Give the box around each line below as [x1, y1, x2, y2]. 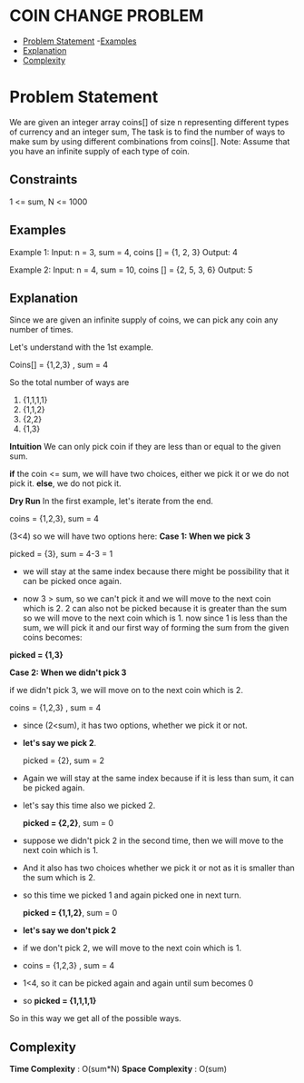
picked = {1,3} [9, 650, 64, 661]
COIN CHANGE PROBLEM [9, 5, 204, 26]
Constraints [9, 172, 78, 187]
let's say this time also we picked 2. [22, 800, 156, 811]
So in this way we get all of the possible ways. [9, 1013, 181, 1024]
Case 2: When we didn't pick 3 [9, 667, 127, 678]
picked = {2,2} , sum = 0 [22, 818, 114, 829]
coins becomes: [22, 632, 83, 643]
